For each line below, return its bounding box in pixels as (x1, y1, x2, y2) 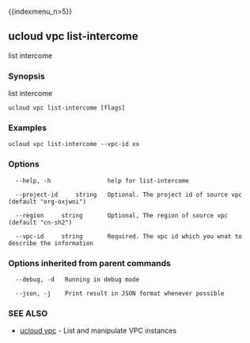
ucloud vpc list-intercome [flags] (8, 104, 126, 112)
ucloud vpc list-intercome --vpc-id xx (8, 141, 140, 148)
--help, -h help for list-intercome (15, 176, 190, 185)
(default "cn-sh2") (8, 218, 73, 226)
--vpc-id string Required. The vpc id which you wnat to (15, 232, 243, 241)
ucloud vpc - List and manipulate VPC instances (19, 326, 176, 336)
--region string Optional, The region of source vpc (15, 211, 228, 219)
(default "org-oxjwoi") (8, 198, 87, 206)
